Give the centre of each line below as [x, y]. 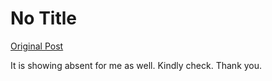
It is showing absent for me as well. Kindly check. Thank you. [136, 65]
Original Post [37, 46]
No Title [44, 18]
